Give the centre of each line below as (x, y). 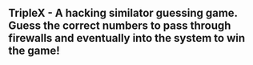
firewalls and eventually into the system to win (127, 38)
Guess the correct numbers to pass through (120, 26)
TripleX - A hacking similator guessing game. (123, 13)
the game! (34, 51)
